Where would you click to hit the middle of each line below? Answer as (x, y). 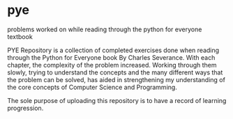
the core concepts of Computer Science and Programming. (92, 87)
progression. (25, 108)
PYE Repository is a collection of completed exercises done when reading (113, 50)
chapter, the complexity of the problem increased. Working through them (112, 65)
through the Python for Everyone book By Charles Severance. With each (111, 57)
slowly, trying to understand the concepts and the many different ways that (115, 72)
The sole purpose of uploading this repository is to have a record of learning (117, 100)
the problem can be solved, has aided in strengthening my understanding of (116, 79)
